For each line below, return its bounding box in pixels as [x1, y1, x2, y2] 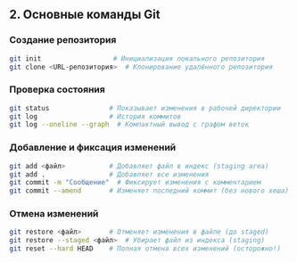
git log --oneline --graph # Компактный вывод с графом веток [9, 120, 250, 129]
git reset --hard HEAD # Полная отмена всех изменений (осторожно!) [9, 244, 281, 253]
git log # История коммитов [9, 111, 181, 121]
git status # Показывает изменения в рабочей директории [9, 103, 281, 112]
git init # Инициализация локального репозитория [9, 53, 266, 63]
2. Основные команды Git [9, 7, 161, 22]
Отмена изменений [9, 208, 99, 220]
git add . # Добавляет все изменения [9, 169, 210, 179]
